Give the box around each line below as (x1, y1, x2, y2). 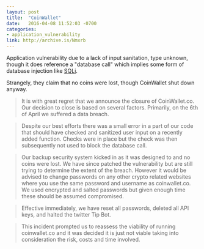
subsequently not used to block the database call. (21, 142, 147, 149)
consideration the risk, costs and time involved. (21, 236, 140, 243)
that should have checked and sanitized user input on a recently (21, 129, 183, 136)
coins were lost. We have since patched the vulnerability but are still (21, 160, 193, 167)
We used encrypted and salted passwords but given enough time (21, 186, 186, 193)
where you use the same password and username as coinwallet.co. (21, 180, 191, 187)
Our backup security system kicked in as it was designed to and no (21, 154, 191, 161)
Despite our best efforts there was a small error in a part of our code (21, 122, 194, 129)
